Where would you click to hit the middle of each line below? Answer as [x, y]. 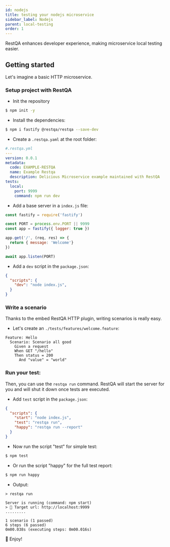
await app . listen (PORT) [30, 256]
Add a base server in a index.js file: [50, 205]
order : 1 [14, 29]
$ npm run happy [22, 475]
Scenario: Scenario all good [41, 342]
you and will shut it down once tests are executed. [58, 389]
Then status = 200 [34, 356]
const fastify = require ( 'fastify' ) [44, 215]
